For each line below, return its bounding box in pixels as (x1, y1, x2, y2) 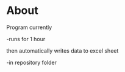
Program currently (6, 24, 52, 31)
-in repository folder (6, 59, 57, 66)
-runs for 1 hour (6, 35, 46, 42)
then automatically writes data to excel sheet (6, 47, 119, 54)
